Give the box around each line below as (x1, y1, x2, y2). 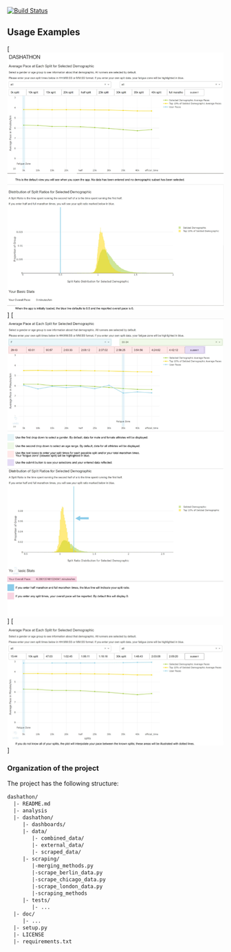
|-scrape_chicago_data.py (32, 876, 107, 883)
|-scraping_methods (32, 889, 88, 897)
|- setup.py (13, 924, 48, 931)
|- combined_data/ (32, 834, 85, 842)
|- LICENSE (13, 931, 45, 938)
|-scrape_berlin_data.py (32, 869, 103, 876)
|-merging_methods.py (32, 862, 94, 869)
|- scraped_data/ (32, 848, 81, 856)
